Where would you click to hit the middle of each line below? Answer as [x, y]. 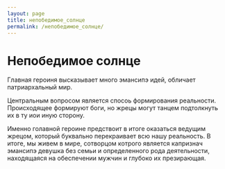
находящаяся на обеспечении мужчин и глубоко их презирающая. [107, 158]
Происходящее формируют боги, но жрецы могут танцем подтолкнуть [113, 108]
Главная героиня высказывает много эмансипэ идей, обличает [101, 80]
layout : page [26, 14]
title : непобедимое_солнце [46, 20]
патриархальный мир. [40, 87]
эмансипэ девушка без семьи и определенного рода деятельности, [108, 151]
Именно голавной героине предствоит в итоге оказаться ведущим [107, 129]
